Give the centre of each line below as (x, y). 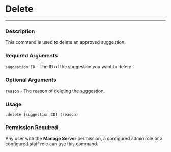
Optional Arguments (31, 80)
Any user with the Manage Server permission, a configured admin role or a (84, 139)
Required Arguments (32, 56)
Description (20, 31)
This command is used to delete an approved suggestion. (65, 42)
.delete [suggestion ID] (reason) (42, 115)
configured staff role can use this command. (52, 144)
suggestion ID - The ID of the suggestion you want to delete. (69, 66)
